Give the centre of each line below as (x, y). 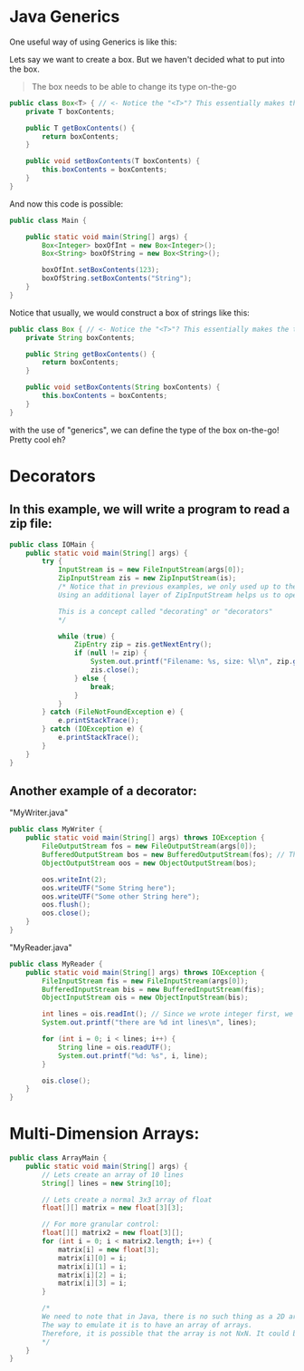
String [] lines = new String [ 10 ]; (107, 1183)
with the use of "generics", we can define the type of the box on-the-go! (144, 430)
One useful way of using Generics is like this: (93, 42)
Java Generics (65, 17)
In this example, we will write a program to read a (150, 510)
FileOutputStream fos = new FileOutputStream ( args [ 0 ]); (149, 846)
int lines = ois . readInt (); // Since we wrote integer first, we (168, 1014)
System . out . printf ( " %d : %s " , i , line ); (133, 1055)
